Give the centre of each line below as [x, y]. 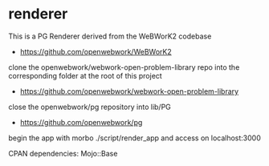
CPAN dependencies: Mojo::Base [63, 153]
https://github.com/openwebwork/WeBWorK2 [96, 51]
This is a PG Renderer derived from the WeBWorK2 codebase [110, 36]
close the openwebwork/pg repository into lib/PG [90, 107]
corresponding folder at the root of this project [85, 75]
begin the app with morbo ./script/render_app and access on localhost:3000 [134, 138]
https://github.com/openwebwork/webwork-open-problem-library [129, 91]
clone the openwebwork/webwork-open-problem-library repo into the [124, 67]
